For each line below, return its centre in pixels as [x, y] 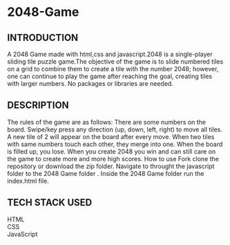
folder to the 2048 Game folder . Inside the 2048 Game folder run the [106, 173]
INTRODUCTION [43, 38]
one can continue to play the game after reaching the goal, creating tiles [110, 76]
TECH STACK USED [50, 202]
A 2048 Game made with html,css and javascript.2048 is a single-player [110, 54]
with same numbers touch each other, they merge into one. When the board [115, 144]
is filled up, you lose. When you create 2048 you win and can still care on [112, 151]
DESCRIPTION [38, 106]
